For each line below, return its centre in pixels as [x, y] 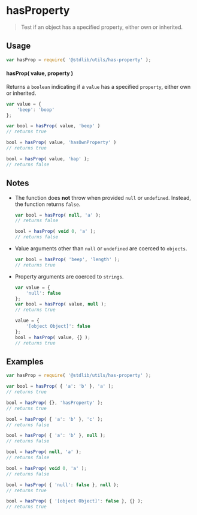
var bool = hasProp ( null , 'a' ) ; [58, 215]
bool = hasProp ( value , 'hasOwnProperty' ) [61, 143]
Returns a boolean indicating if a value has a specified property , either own [99, 86]
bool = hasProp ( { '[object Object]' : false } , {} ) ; [75, 501]
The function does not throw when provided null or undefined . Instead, [103, 197]
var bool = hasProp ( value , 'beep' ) [53, 126]
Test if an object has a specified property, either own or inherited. [102, 27]
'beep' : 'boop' [36, 110]
